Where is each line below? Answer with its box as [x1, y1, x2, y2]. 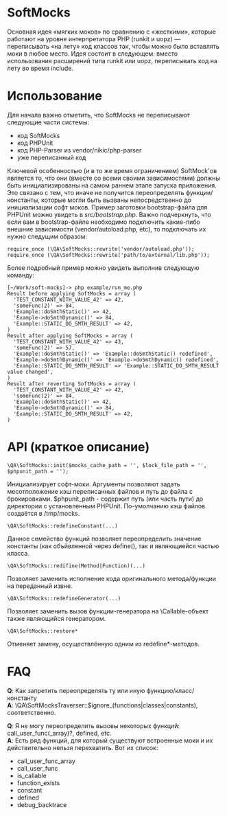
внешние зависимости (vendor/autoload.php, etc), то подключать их [7, 225, 206, 233]
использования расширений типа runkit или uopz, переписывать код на [7, 56, 218, 65]
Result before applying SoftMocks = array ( [7, 290, 136, 297]
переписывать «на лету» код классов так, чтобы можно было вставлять [7, 42, 219, 50]
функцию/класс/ [146, 686, 195, 694]
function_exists [16, 778, 60, 787]
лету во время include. [7, 64, 74, 72]
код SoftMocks [16, 131, 60, 139]
